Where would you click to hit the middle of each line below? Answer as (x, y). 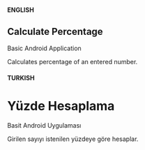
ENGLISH (21, 10)
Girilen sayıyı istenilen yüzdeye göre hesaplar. (73, 139)
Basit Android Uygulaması (44, 125)
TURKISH (21, 78)
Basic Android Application (44, 48)
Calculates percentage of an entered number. (72, 62)
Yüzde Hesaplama (61, 106)
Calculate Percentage (55, 31)
